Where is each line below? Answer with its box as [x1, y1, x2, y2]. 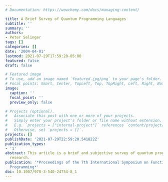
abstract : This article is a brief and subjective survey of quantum [5, 150, 153, 155]
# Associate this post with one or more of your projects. [5, 113, 135, 118]
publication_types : [5, 141, 46, 146]
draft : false [5, 63, 32, 68]
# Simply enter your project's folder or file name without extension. [5, 118, 162, 123]
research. [9, 155, 30, 160]
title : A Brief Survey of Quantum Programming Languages [5, 16, 126, 21]
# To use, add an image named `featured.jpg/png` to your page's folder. [5, 76, 162, 81]
